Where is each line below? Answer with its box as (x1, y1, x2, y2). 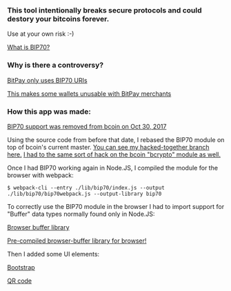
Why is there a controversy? (7, 61, 104, 70)
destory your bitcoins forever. (7, 14, 110, 23)
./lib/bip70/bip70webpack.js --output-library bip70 (7, 190, 162, 197)
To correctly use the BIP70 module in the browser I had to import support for (7, 202, 225, 210)
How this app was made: (7, 106, 91, 116)
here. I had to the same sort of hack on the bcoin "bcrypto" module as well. (7, 150, 221, 159)
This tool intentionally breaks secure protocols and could (7, 6, 202, 15)
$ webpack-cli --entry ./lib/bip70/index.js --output (7, 184, 165, 191)
